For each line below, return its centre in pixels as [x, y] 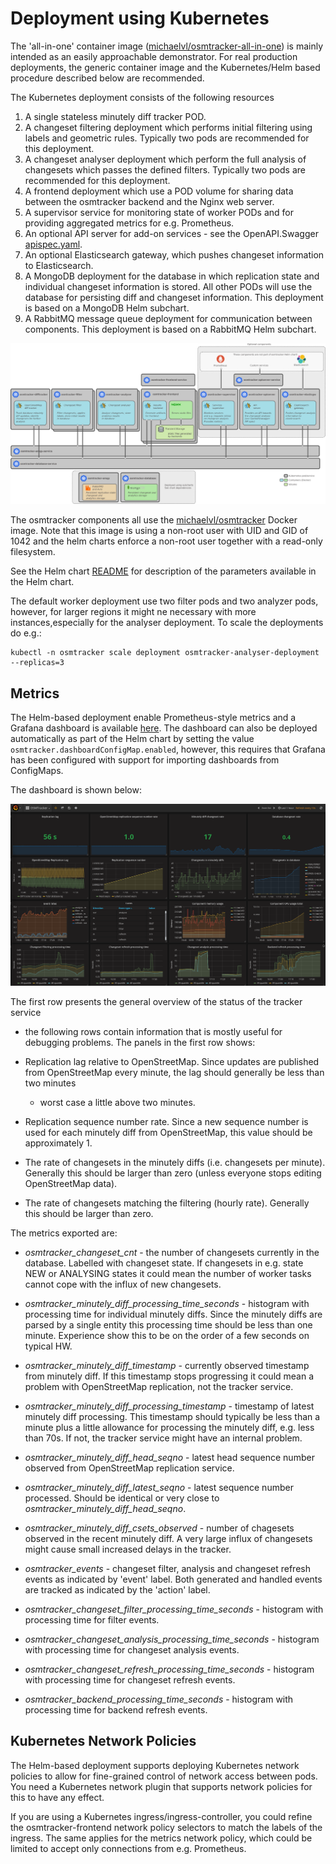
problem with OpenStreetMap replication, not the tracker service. [159, 1387]
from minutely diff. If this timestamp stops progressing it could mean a [169, 1376]
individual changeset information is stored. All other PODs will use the [168, 286]
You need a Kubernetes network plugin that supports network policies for [161, 1786]
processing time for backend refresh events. [116, 1710]
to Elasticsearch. [59, 265]
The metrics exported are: [64, 1233]
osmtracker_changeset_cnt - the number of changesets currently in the [172, 1253]
